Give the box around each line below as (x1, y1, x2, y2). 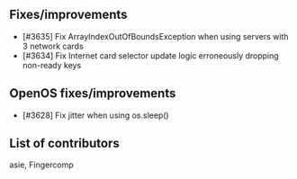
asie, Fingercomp (9, 159, 74, 170)
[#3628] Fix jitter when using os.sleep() (22, 110, 169, 121)
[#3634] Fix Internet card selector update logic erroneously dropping (22, 49, 279, 61)
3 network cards (22, 40, 84, 51)
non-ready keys (22, 59, 82, 70)
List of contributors (9, 136, 120, 151)
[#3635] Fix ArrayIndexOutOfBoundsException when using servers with (22, 31, 290, 41)
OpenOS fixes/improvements (9, 85, 176, 102)
